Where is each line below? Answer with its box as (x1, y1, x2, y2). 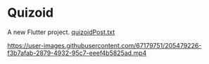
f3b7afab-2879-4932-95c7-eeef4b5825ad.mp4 (7, 49, 147, 57)
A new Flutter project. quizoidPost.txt (7, 28, 115, 36)
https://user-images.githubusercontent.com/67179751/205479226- (7, 41, 202, 49)
